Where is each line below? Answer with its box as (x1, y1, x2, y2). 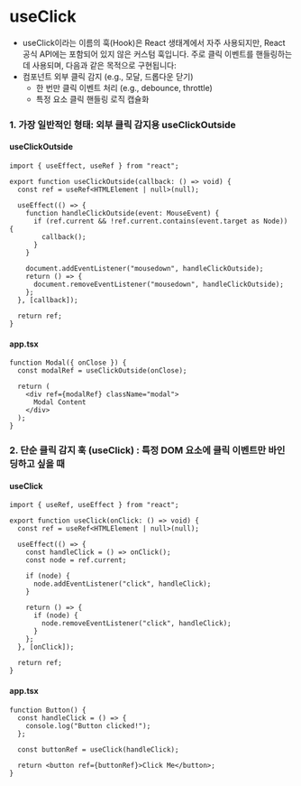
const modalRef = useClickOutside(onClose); (17, 366, 187, 375)
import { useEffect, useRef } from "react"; (9, 162, 179, 171)
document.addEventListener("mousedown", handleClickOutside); (25, 264, 264, 273)
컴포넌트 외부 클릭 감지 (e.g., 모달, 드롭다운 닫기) (22, 70, 194, 82)
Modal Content (32, 398, 87, 407)
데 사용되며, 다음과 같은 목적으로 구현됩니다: (22, 60, 178, 70)
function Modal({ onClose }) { (9, 358, 127, 367)
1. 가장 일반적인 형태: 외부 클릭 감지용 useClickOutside (9, 118, 236, 131)
